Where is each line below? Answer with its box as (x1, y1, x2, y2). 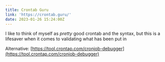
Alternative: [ (5, 46, 32, 52)
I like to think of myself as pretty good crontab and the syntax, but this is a (5, 31, 160, 37)
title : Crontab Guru (5, 7, 49, 13)
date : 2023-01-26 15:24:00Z (5, 17, 65, 22)
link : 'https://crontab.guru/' (5, 12, 72, 17)
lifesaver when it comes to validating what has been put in (5, 36, 127, 42)
